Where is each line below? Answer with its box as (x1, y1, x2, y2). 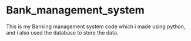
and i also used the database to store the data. (6, 29, 119, 36)
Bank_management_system (6, 4, 145, 17)
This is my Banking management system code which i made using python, (6, 23, 186, 30)
